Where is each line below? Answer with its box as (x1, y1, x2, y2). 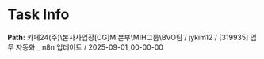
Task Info (7, 6, 70, 24)
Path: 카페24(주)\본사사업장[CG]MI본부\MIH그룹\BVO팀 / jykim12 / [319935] (7, 32, 249, 42)
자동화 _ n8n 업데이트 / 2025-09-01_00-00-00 (15, 42, 164, 52)
